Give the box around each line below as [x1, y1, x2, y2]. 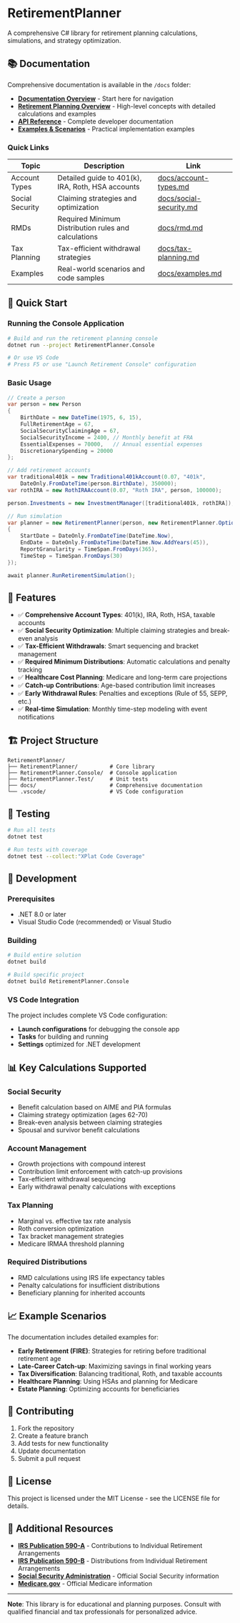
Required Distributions [7, 1257, 88, 1267]
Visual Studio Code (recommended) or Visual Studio [17, 918, 171, 927]
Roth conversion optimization [17, 1224, 104, 1233]
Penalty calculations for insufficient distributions [17, 1281, 160, 1289]
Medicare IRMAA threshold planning [17, 1239, 125, 1248]
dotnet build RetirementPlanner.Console [7, 978, 130, 985]
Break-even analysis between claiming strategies [17, 1118, 163, 1127]
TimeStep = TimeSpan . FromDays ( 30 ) [20, 552, 123, 559]
